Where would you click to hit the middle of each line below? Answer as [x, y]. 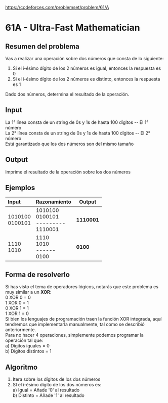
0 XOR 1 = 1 [17, 308]
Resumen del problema [42, 46]
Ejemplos [20, 188]
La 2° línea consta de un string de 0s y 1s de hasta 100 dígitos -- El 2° [78, 133]
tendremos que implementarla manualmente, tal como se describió [75, 324]
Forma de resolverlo [37, 274]
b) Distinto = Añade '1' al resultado [48, 395]
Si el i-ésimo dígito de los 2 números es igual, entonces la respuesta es [87, 68]
